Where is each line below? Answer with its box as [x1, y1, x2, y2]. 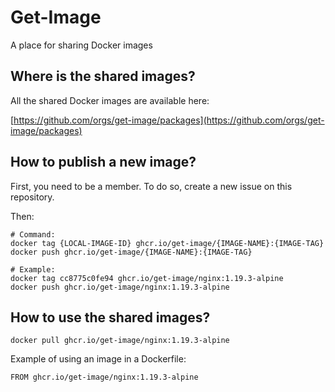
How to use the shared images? [10, 309, 211, 326]
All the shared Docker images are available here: [10, 94, 210, 106]
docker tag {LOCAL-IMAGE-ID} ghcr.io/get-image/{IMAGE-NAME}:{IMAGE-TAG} [10, 238, 325, 248]
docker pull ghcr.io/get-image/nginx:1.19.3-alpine [10, 336, 230, 346]
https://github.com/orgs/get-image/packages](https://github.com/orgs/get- [13, 114, 325, 126]
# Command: [10, 229, 56, 240]
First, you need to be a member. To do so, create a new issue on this [10, 180, 293, 192]
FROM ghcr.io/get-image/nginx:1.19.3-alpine [10, 372, 199, 383]
